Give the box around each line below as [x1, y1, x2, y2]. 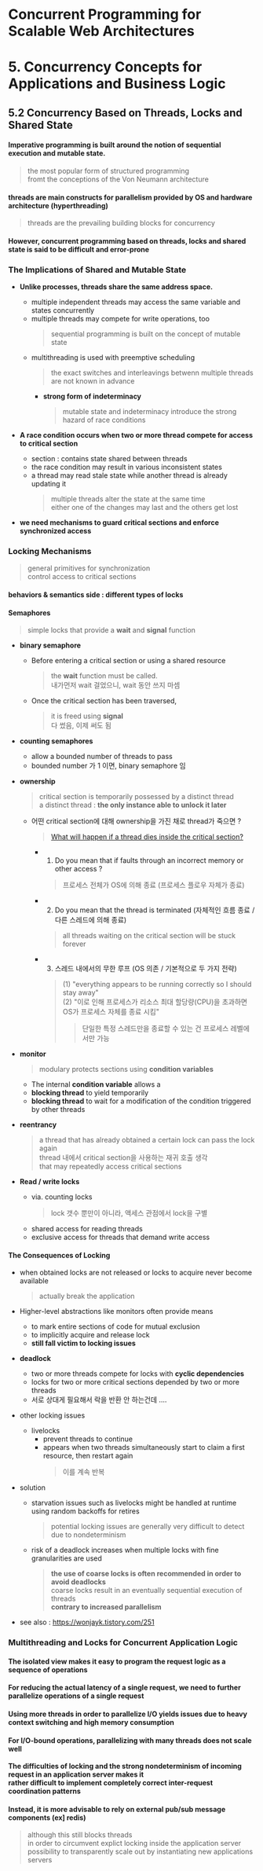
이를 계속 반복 [62, 1467, 105, 1477]
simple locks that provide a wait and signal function [27, 626, 196, 635]
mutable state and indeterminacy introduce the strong [62, 407, 237, 416]
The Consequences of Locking [8, 1250, 111, 1260]
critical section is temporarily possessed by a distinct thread [38, 792, 234, 802]
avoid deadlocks [50, 1577, 106, 1587]
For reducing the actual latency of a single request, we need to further [8, 1683, 241, 1693]
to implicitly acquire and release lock [31, 1330, 151, 1340]
